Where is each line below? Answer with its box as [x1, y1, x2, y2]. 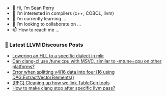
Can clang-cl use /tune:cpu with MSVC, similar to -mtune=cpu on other [12, 58, 162, 65]
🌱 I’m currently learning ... [12, 16, 67, 21]
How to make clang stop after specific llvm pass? [12, 85, 116, 91]
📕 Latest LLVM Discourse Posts [5, 41, 83, 48]
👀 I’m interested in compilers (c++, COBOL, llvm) [12, 10, 114, 16]
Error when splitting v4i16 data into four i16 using [12, 69, 115, 75]
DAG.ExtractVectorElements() [12, 74, 74, 81]
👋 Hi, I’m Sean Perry [12, 5, 54, 11]
